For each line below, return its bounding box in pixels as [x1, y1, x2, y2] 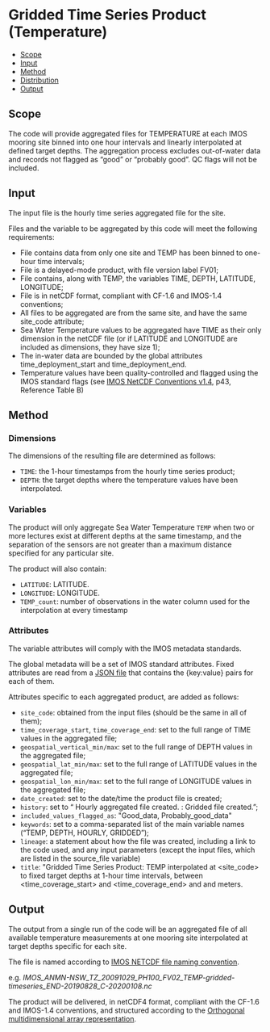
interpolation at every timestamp [19, 605, 128, 615]
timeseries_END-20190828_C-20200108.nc [8, 981, 153, 991]
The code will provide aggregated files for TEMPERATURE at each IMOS [8, 128, 247, 138]
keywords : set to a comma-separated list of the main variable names [19, 819, 245, 829]
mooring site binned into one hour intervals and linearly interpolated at [8, 137, 242, 147]
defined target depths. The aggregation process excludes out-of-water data [8, 145, 261, 155]
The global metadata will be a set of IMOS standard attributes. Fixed [8, 659, 235, 669]
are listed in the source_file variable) [19, 854, 141, 863]
